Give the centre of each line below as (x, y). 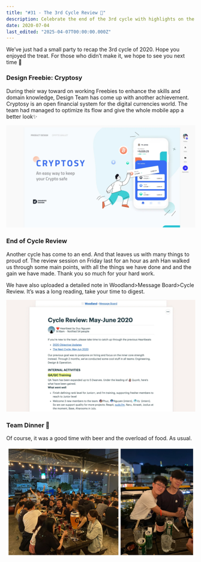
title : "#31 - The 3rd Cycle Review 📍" (56, 13)
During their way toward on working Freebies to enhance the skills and (94, 91)
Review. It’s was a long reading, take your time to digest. (76, 291)
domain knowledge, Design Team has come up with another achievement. (98, 97)
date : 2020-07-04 (28, 25)
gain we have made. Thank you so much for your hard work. (80, 273)
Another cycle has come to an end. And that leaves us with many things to (98, 254)
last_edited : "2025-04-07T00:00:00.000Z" (59, 32)
